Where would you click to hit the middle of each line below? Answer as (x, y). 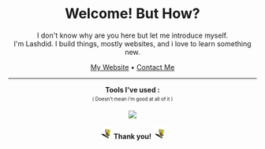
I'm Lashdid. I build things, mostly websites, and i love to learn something (132, 43)
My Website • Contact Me (132, 67)
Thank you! (132, 136)
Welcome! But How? (132, 14)
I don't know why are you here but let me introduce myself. (132, 35)
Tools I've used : (132, 89)
